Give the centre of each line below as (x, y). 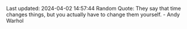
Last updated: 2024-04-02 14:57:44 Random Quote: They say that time (94, 8)
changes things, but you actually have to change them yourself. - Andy (93, 14)
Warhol (15, 21)
